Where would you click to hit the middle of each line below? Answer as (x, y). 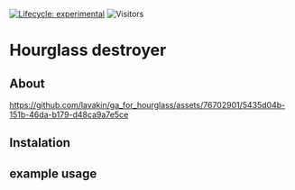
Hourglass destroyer (88, 50)
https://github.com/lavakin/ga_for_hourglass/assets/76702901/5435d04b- (147, 105)
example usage (53, 173)
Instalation (40, 143)
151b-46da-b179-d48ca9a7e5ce (69, 114)
